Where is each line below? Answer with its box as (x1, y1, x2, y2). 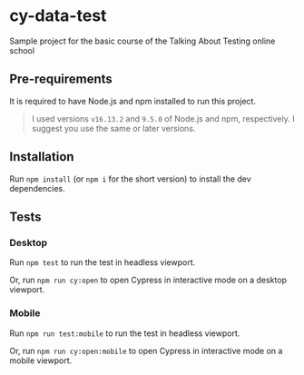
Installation (9, 149, 74, 164)
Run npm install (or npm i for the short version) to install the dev (9, 173, 251, 184)
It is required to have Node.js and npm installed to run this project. (9, 95, 257, 106)
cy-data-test (9, 5, 107, 26)
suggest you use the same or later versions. (31, 123, 196, 133)
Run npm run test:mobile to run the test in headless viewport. (9, 328, 240, 339)
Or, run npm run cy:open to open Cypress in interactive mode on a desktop (9, 274, 288, 286)
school (9, 44, 34, 55)
